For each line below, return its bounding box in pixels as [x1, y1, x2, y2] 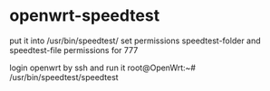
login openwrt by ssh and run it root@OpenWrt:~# [9, 62, 197, 73]
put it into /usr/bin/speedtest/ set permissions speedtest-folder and [9, 35, 261, 46]
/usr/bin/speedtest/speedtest [9, 71, 120, 82]
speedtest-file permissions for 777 [9, 44, 139, 55]
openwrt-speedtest [9, 5, 160, 26]
